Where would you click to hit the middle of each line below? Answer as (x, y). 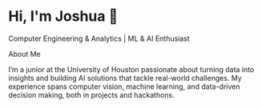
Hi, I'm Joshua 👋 (63, 16)
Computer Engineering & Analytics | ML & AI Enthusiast (99, 38)
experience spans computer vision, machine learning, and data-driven (124, 86)
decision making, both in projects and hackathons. (91, 94)
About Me (25, 54)
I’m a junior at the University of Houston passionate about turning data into (131, 69)
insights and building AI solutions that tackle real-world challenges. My (125, 78)
